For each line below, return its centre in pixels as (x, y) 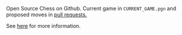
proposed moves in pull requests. (47, 15)
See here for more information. (44, 26)
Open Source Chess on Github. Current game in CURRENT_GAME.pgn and (91, 8)
